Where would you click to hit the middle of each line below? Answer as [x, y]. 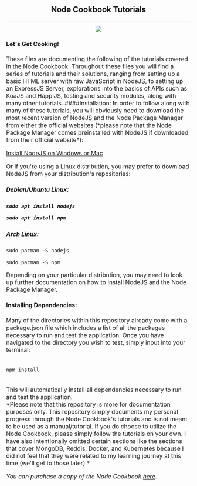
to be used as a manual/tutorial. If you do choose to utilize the [91, 426]
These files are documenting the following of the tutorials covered [97, 59]
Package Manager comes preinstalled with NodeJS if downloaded [97, 133]
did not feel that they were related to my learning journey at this [94, 455]
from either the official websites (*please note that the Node [89, 125]
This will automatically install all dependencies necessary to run [94, 390]
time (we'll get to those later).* [48, 463]
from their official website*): [45, 140]
